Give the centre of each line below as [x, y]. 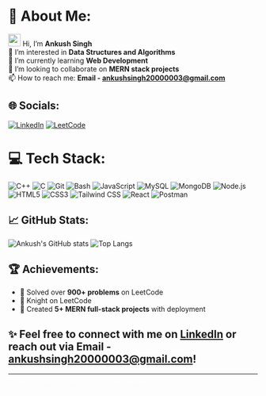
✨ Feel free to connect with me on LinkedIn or [122, 334]
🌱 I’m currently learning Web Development [78, 60]
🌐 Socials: [34, 106]
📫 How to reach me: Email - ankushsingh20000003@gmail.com [117, 78]
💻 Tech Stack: [57, 158]
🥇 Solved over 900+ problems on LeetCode [91, 292]
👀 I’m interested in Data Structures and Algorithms [92, 52]
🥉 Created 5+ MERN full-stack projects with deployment [112, 309]
